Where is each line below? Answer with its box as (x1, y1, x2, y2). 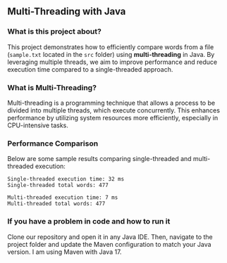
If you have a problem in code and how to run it (7, 217, 171, 226)
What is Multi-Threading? (7, 82, 97, 92)
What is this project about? (7, 27, 102, 37)
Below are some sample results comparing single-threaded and (7, 155, 192, 163)
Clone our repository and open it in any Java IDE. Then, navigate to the (7, 232, 213, 241)
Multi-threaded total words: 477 (7, 200, 106, 207)
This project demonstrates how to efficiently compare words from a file (7, 42, 214, 51)
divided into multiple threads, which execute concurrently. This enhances (7, 105, 221, 115)
